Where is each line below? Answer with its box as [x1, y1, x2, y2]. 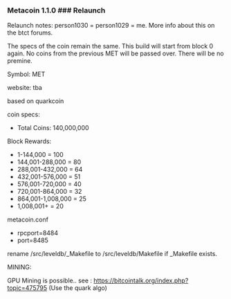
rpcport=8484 [17, 229, 59, 237]
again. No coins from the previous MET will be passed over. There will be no [7, 49, 224, 57]
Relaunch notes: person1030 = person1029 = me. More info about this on [7, 21, 215, 30]
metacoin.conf [7, 215, 48, 224]
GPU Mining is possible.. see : [7, 276, 92, 285]
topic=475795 [7, 284, 47, 292]
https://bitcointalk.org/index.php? [93, 276, 189, 285]
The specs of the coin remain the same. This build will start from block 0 [7, 42, 214, 51]
